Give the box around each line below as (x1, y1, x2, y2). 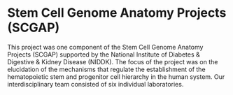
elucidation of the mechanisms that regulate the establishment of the (7, 65, 206, 73)
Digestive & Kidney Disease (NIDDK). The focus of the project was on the (7, 57, 218, 66)
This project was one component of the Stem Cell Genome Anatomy (7, 43, 204, 51)
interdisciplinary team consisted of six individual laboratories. (7, 80, 184, 88)
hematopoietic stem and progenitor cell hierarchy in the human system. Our (7, 72, 225, 81)
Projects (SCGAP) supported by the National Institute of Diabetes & (7, 50, 201, 59)
